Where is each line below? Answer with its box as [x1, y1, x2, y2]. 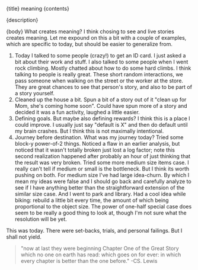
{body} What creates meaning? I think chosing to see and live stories [6, 28, 175, 35]
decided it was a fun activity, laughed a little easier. [14, 109, 140, 115]
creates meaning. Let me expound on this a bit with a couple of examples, [6, 34, 187, 41]
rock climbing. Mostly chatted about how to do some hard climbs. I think [14, 65, 191, 72]
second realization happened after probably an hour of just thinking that [14, 153, 191, 159]
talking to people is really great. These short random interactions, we [14, 71, 183, 78]
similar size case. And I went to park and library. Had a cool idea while [14, 191, 186, 197]
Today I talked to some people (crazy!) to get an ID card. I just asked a [14, 52, 186, 59]
